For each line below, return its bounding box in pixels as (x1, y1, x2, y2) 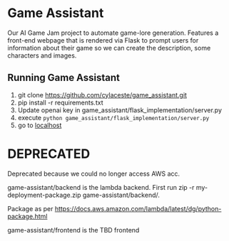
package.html (7, 212, 48, 220)
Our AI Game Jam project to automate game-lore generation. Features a (7, 28, 219, 37)
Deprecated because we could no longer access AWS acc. (7, 169, 180, 178)
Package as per (7, 204, 54, 213)
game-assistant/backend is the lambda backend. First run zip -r (7, 183, 195, 191)
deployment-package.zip (7, 191, 81, 199)
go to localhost (17, 121, 62, 129)
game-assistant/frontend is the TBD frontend (7, 225, 140, 234)
